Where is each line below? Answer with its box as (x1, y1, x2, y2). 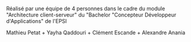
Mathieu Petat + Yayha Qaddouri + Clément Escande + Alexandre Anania (6, 29, 186, 36)
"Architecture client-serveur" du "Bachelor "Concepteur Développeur (6, 11, 177, 18)
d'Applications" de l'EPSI (6, 18, 67, 24)
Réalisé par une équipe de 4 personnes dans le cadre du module (6, 5, 165, 12)
